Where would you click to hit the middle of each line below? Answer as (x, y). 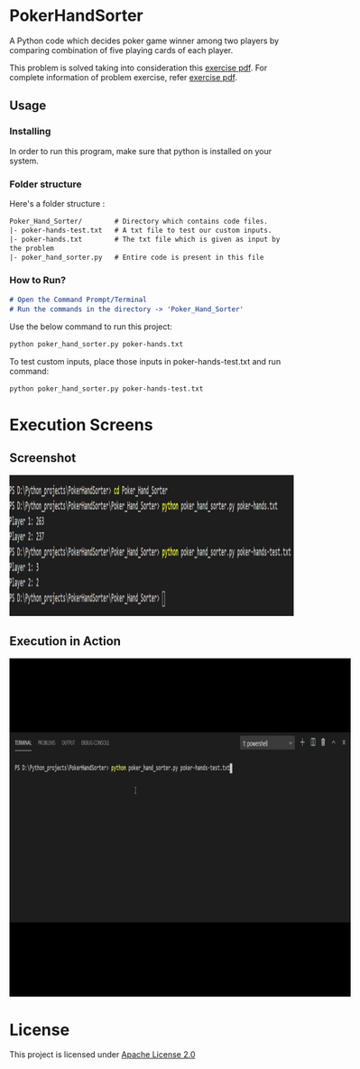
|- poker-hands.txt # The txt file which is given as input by (145, 239)
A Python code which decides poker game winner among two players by (144, 41)
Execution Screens (81, 424)
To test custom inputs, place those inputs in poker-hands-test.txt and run (145, 361)
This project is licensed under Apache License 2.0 (102, 1055)
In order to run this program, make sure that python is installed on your (141, 151)
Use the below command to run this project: (91, 327)
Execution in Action (65, 641)
